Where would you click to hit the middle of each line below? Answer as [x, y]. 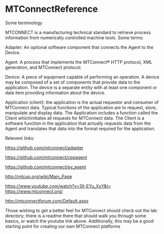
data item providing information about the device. [55, 93]
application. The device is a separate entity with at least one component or [81, 87]
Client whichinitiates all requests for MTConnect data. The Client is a [75, 118]
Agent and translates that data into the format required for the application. [80, 128]
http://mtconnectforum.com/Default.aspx [47, 201]
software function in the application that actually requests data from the [78, 123]
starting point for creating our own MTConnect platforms [63, 226]
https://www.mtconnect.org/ [34, 191]
